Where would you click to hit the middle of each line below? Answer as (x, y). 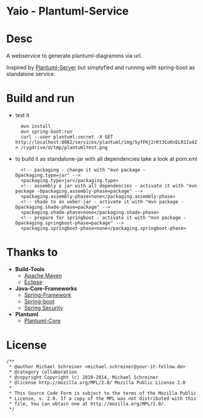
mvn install (36, 126)
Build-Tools (30, 269)
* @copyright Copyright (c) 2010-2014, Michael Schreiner (84, 377)
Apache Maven (43, 275)
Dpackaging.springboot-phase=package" (64, 223)
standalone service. (31, 74)
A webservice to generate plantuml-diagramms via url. (74, 56)
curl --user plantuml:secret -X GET (67, 137)
